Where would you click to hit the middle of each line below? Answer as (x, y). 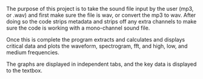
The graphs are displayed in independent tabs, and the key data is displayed (101, 64)
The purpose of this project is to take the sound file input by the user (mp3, (100, 9)
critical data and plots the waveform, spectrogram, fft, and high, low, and (97, 46)
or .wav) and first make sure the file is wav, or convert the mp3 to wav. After (101, 15)
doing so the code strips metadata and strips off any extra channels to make (101, 21)
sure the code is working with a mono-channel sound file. (78, 28)
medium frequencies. (33, 52)
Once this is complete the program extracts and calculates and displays (96, 39)
